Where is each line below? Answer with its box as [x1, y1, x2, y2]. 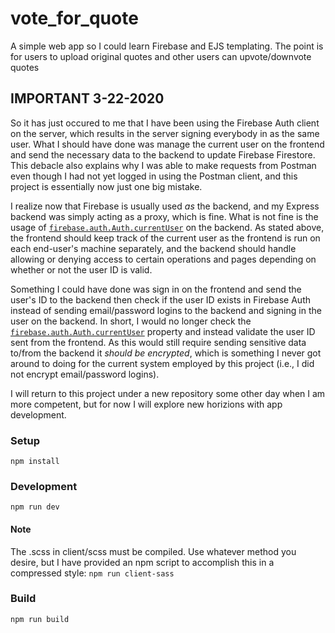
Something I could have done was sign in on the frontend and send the [10, 283, 302, 295]
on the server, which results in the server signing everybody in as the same [10, 127, 320, 139]
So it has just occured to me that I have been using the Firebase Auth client [10, 117, 320, 129]
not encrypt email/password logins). [10, 368, 160, 380]
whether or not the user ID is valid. [10, 263, 153, 276]
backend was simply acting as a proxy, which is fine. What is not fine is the [10, 210, 319, 222]
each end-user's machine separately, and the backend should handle [10, 242, 297, 254]
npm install [10, 457, 60, 467]
